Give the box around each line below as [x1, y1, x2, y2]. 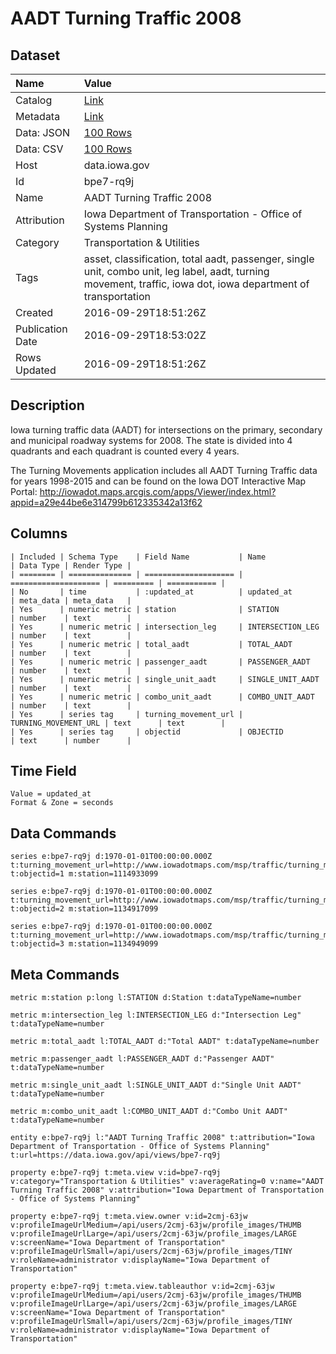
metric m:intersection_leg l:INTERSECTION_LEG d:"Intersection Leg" [10, 1010, 302, 1021]
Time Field [10, 763, 77, 780]
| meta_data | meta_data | [10, 595, 132, 606]
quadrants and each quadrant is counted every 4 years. [10, 445, 240, 457]
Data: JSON [15, 126, 71, 139]
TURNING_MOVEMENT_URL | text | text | [10, 718, 226, 728]
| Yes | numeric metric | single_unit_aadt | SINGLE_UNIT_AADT [10, 674, 320, 684]
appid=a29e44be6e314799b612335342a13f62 [10, 496, 203, 508]
